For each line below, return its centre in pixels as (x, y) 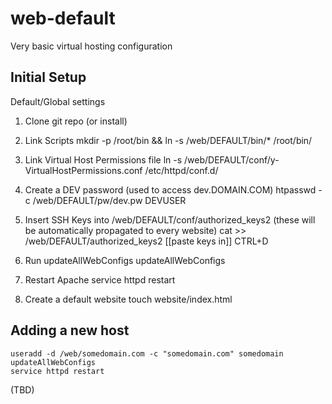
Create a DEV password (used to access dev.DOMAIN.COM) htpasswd (170, 189)
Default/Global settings (58, 101)
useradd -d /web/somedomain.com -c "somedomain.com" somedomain (147, 353)
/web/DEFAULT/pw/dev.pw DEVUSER (109, 200)
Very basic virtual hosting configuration (91, 46)
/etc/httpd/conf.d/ (181, 170)
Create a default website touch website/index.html (128, 299)
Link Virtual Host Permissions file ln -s (103, 159)
